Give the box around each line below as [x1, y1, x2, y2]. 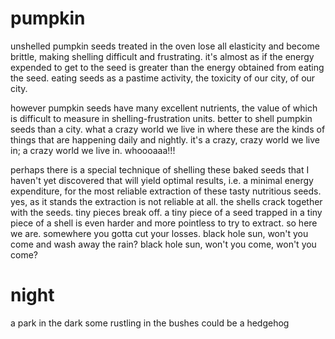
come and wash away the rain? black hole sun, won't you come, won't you [10, 238, 317, 250]
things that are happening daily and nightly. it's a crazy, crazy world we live [10, 133, 320, 146]
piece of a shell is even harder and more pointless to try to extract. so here [10, 217, 318, 229]
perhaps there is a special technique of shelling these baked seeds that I [10, 163, 310, 176]
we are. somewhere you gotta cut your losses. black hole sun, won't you [10, 227, 309, 239]
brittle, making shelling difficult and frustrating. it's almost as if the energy [10, 50, 315, 62]
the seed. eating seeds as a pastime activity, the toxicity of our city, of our [10, 72, 316, 84]
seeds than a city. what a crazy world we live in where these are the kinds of [10, 123, 326, 135]
